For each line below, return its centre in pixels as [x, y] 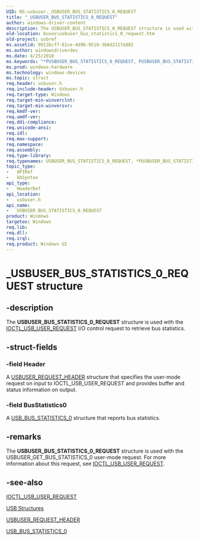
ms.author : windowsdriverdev [42, 51]
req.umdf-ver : [24, 117]
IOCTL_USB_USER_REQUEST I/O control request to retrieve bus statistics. [96, 328]
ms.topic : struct [28, 78]
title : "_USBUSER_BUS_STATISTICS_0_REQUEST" [62, 17]
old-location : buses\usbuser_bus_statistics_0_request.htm [81, 34]
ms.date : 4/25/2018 [30, 56]
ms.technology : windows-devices [46, 73]
